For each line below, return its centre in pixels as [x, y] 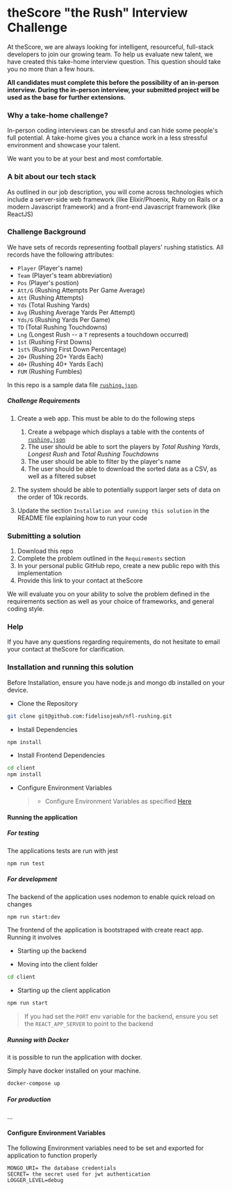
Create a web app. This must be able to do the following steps [106, 418]
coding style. [26, 609]
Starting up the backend [52, 951]
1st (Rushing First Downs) [55, 341]
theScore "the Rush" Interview [98, 13]
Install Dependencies [47, 729]
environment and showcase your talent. [64, 145]
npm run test [26, 864]
